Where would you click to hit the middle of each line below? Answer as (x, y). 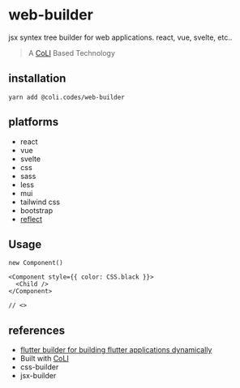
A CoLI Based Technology (72, 53)
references (37, 330)
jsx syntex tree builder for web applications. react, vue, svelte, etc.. (120, 37)
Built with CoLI (44, 359)
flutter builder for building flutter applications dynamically (116, 350)
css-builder (39, 367)
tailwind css (40, 202)
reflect (31, 219)
